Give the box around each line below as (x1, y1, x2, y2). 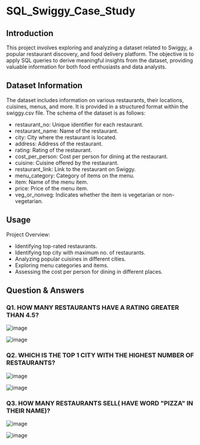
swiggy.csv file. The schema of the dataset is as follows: (6, 109, 146, 117)
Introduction (6, 28, 54, 38)
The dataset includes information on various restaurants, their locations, (6, 96, 184, 103)
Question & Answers (6, 285, 84, 295)
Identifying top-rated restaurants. (14, 242, 98, 250)
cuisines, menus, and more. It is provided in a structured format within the (6, 103, 189, 110)
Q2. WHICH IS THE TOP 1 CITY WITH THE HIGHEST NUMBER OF (6, 351, 195, 360)
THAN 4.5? (6, 310, 39, 319)
